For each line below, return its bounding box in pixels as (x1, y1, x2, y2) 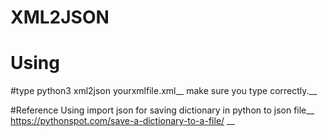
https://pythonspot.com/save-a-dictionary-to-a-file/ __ (10, 115, 235, 127)
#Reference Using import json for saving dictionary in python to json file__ (10, 104, 315, 116)
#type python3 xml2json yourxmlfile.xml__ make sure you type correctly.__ (10, 85, 318, 97)
